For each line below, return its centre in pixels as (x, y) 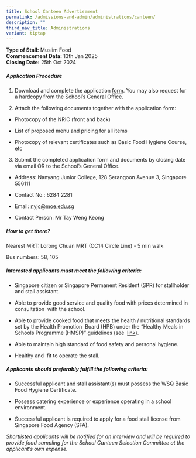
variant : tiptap (26, 33)
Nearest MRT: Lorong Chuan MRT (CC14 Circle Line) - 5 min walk (85, 246)
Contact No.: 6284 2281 (43, 195)
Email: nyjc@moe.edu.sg (44, 206)
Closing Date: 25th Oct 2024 (41, 63)
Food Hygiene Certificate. (46, 390)
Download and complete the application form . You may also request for (100, 91)
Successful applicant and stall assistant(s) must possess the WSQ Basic (102, 384)
